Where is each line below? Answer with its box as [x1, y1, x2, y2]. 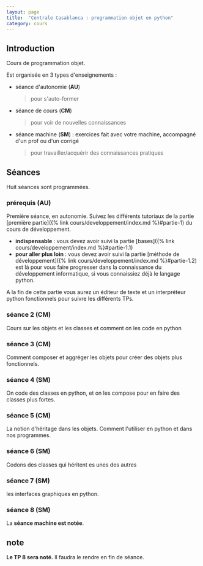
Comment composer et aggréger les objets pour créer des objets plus [6, 354, 182, 361]
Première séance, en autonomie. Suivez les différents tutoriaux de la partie [6, 212, 194, 220]
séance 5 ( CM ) [6, 411, 51, 420]
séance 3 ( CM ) [6, 339, 51, 348]
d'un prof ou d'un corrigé [15, 138, 79, 145]
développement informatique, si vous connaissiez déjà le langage [15, 270, 180, 277]
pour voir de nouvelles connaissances [30, 119, 127, 126]
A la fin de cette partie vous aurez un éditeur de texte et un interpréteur [6, 289, 186, 296]
